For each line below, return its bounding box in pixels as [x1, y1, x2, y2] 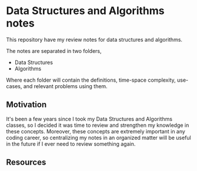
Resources [6, 157, 46, 167]
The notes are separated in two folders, [6, 47, 102, 54]
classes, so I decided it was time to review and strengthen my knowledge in [6, 122, 189, 129]
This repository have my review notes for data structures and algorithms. [6, 36, 183, 43]
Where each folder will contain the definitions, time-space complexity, [6, 76, 176, 83]
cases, [6, 82, 22, 89]
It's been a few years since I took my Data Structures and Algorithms [6, 115, 172, 122]
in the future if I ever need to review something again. [6, 140, 136, 147]
